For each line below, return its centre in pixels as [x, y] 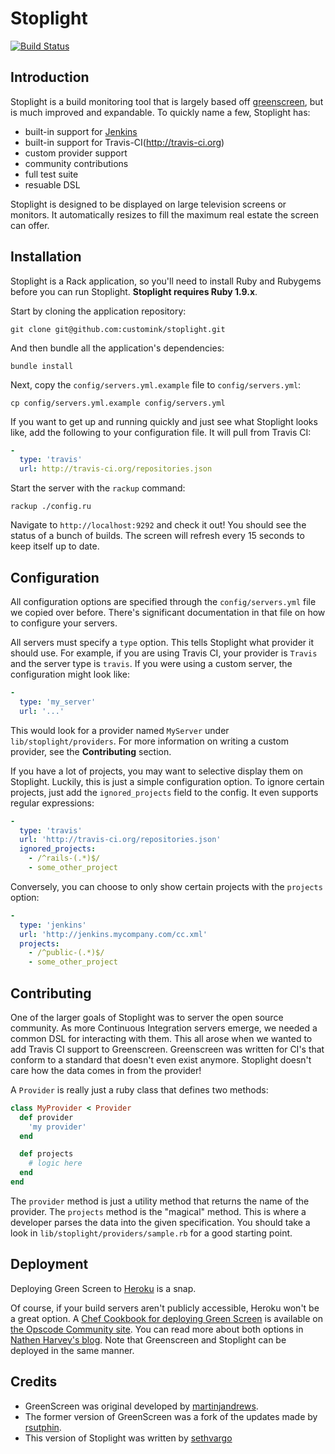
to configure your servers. [64, 623]
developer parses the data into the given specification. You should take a [160, 1222]
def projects [46, 1154]
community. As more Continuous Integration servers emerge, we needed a [164, 1028]
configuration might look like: [70, 674]
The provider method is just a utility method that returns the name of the [160, 1201]
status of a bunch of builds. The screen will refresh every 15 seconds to [157, 536]
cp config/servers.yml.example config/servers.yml [118, 403]
